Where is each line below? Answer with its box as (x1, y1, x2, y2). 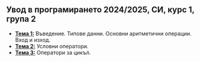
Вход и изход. (14, 36, 51, 44)
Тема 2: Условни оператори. (14, 42, 89, 49)
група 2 (6, 14, 36, 24)
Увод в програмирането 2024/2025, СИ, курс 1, (6, 5, 195, 15)
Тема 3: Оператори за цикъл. (14, 49, 92, 56)
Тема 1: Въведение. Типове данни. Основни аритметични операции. (14, 30, 192, 37)
